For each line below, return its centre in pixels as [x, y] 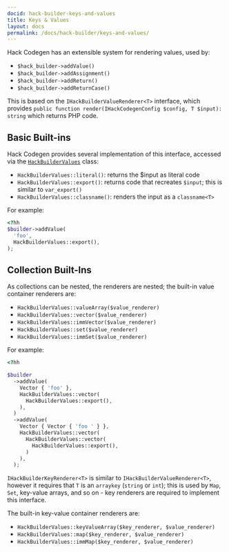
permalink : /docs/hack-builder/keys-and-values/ [78, 33]
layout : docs [26, 26]
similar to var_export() [50, 190]
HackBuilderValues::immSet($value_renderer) [82, 337]
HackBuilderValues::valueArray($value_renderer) [88, 308]
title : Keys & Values [38, 20]
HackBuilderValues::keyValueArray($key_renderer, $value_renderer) [116, 528]
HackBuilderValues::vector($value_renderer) [82, 315]
